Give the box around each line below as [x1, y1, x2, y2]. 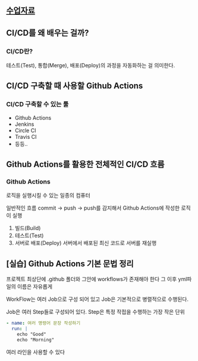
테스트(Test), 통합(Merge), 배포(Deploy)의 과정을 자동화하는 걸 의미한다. [6, 62, 175, 69]
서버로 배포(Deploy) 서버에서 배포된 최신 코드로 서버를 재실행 [14, 239, 157, 247]
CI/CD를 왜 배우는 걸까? [6, 27, 89, 38]
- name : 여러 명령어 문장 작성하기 [6, 320, 81, 326]
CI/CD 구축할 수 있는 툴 [6, 100, 69, 108]
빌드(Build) [14, 225, 41, 232]
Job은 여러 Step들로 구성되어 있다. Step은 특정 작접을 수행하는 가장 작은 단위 [6, 309, 186, 316]
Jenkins [14, 120, 34, 127]
